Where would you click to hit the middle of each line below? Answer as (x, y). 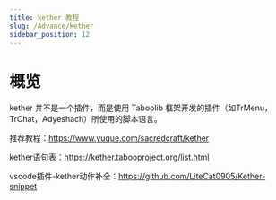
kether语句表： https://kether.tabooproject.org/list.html (109, 157)
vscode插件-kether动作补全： (64, 177)
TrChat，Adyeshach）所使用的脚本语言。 (86, 119)
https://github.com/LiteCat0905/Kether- (192, 177)
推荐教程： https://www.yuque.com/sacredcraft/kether (109, 138)
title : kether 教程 (44, 17)
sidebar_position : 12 (50, 34)
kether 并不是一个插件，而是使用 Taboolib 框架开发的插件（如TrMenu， (141, 108)
